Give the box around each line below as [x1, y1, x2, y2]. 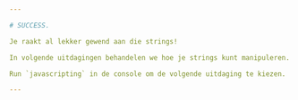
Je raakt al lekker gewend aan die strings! [9, 37, 178, 46]
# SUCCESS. [9, 21, 50, 29]
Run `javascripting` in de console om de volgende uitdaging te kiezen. [9, 69, 286, 79]
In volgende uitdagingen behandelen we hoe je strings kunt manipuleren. [9, 53, 291, 62]
